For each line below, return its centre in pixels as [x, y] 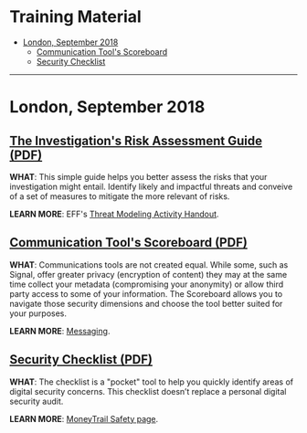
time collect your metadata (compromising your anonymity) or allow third [147, 284]
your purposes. [38, 313]
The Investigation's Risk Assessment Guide [136, 140]
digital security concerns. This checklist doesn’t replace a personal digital [148, 391]
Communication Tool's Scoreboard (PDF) [129, 243]
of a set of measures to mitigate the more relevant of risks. [120, 196]
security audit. [37, 401]
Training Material [75, 17]
